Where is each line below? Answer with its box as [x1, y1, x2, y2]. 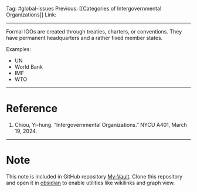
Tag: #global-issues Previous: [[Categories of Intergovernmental [6, 5, 162, 12]
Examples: [6, 46, 31, 52]
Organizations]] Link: [6, 11, 57, 18]
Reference [6, 102, 57, 115]
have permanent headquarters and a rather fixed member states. [6, 35, 163, 41]
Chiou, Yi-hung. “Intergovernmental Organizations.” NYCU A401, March [14, 121, 188, 128]
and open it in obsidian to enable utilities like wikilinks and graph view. [6, 179, 175, 186]
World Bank [14, 63, 43, 70]
